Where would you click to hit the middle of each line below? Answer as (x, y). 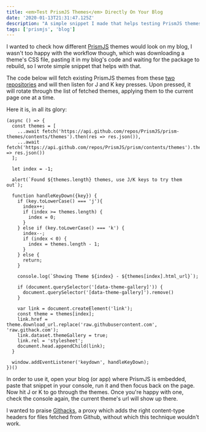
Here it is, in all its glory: (37, 110)
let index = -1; (32, 169)
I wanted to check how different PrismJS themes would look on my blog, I (99, 47)
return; (32, 260)
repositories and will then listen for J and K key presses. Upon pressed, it (99, 85)
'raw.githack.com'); (33, 330)
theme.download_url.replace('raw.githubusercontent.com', (82, 325)
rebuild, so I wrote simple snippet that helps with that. (74, 66)
